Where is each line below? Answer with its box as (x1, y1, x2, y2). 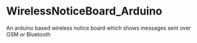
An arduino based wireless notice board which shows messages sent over (6, 24, 192, 31)
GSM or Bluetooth (6, 30, 51, 38)
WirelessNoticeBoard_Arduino (6, 4, 163, 18)
